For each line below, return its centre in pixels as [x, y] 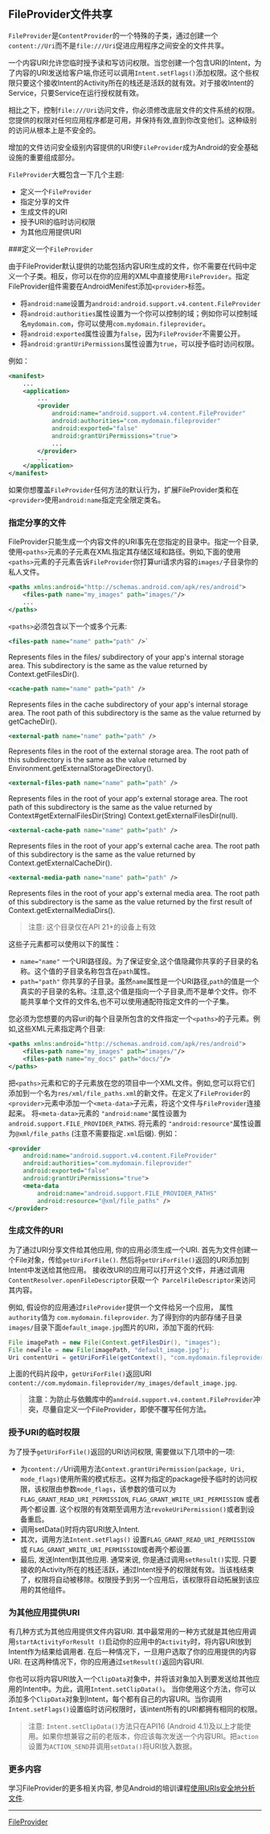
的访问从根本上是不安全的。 [54, 130]
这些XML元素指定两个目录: [61, 1029]
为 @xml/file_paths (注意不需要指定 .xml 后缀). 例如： [94, 1133]
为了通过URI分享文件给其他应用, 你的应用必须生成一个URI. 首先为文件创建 [130, 1249]
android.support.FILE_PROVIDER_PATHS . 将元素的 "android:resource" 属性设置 [135, 1123]
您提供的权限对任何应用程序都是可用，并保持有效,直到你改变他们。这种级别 [133, 120]
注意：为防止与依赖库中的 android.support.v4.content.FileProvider [140, 1400]
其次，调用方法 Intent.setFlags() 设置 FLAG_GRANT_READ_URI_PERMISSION [137, 1539]
